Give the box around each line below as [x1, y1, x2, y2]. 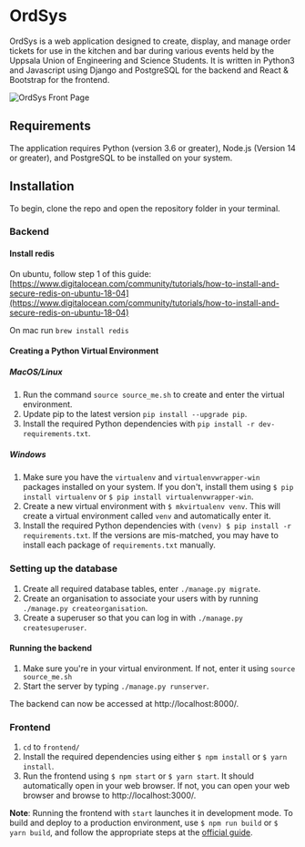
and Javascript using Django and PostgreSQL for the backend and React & [9, 65, 290, 76]
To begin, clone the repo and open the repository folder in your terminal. [9, 202, 280, 214]
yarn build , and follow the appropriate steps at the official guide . [9, 827, 253, 838]
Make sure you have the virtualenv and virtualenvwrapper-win [22, 472, 260, 483]
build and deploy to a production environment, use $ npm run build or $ [9, 817, 279, 829]
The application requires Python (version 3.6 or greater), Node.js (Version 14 [9, 142, 296, 153]
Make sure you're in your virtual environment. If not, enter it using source [22, 662, 296, 674]
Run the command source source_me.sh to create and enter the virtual [22, 389, 285, 401]
